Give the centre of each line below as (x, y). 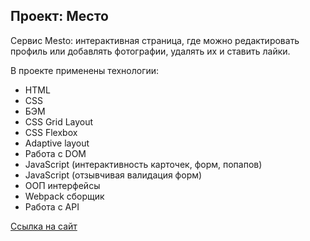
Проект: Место (59, 16)
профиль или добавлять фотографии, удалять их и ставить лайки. (150, 51)
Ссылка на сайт (44, 226)
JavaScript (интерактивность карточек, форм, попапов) (143, 164)
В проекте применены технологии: (85, 70)
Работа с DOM (55, 153)
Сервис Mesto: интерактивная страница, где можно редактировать (155, 40)
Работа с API (52, 206)
